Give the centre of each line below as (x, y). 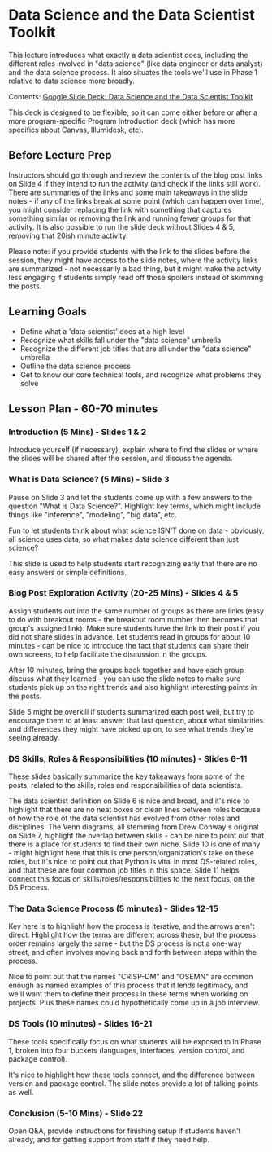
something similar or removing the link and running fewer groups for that (130, 218)
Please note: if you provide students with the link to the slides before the (129, 251)
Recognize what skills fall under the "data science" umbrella (121, 340)
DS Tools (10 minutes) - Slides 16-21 (80, 1024)
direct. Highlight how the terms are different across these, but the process (132, 935)
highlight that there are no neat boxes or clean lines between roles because (135, 810)
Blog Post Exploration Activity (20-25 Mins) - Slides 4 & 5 (123, 593)
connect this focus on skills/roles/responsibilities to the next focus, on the (132, 879)
